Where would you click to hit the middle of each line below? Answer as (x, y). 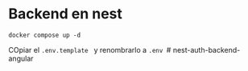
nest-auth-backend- (207, 49)
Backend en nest (66, 14)
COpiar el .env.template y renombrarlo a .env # (90, 49)
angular (21, 58)
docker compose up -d (45, 35)
